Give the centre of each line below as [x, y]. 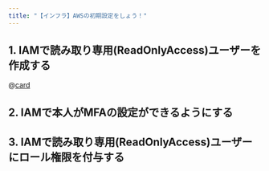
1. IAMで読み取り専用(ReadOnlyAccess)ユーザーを [134, 50]
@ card [19, 85]
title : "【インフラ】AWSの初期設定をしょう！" [77, 16]
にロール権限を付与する [66, 157]
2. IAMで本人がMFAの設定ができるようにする [121, 112]
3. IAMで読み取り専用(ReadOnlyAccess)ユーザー [130, 142]
